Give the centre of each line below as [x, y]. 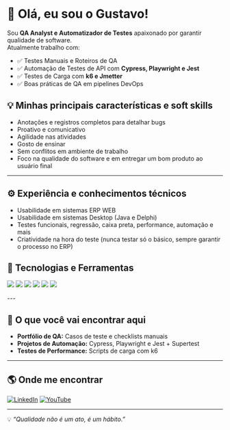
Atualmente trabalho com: [43, 47]
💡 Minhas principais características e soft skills [110, 106]
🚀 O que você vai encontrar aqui [76, 320]
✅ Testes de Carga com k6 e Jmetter [70, 76]
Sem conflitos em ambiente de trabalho [73, 151]
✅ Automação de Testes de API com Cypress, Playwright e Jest [108, 68]
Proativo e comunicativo [51, 129]
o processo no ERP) [45, 246]
